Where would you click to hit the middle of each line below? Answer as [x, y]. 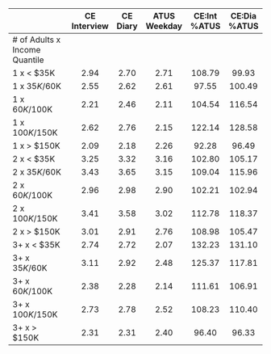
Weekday [164, 26]
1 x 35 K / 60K [37, 86]
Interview [90, 26]
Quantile [28, 60]
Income [27, 50]
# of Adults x [37, 40]
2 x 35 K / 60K [37, 172]
